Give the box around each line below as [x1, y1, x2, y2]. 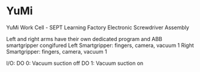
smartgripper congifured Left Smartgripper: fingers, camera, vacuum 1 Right [6, 42, 195, 49]
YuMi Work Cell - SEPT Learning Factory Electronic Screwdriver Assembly [6, 24, 190, 31]
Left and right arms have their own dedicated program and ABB [6, 35, 163, 42]
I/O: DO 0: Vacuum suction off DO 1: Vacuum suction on [6, 60, 144, 67]
